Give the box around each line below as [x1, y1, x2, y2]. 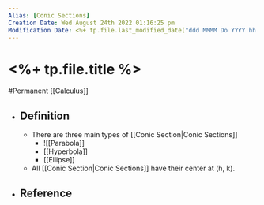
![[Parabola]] [43, 139, 85, 148]
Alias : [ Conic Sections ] [8, 11, 90, 20]
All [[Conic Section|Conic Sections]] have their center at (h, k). [31, 163, 236, 173]
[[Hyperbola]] [43, 147, 89, 156]
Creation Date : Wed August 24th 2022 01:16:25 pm [8, 19, 175, 27]
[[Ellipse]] [43, 155, 75, 165]
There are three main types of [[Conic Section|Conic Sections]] [31, 130, 238, 140]
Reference [19, 186, 73, 199]
